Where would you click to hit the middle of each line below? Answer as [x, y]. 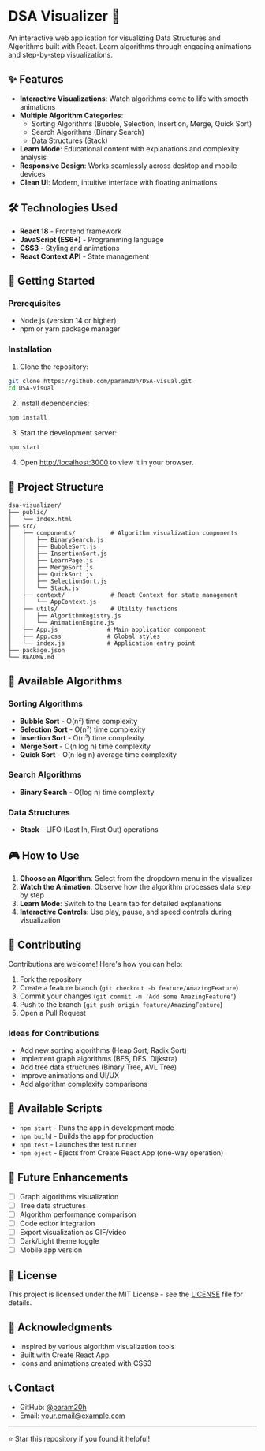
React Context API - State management [84, 256]
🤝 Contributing [45, 945]
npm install [28, 418]
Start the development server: [68, 433]
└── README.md [32, 657]
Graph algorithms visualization [69, 1196]
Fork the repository [51, 979]
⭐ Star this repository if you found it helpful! [79, 1438]
